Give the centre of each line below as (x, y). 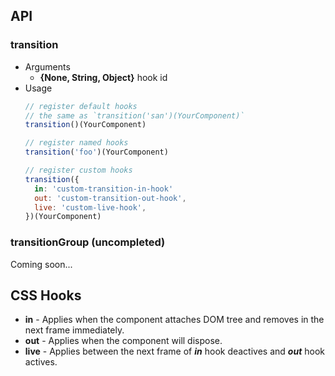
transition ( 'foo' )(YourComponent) (96, 152)
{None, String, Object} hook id (103, 77)
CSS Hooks (46, 295)
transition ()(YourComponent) (85, 125)
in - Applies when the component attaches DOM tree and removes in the (174, 320)
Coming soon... (41, 264)
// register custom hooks (78, 170)
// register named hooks (76, 143)
